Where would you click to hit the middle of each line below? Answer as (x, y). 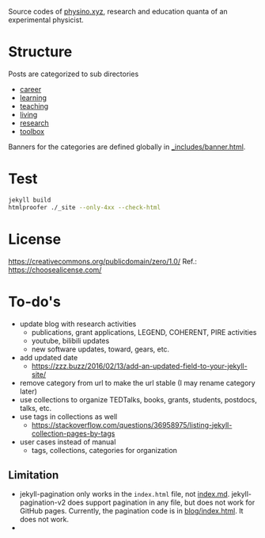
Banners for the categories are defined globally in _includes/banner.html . (127, 147)
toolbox (32, 131)
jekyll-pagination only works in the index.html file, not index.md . (125, 494)
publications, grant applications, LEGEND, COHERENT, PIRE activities (144, 332)
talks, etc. (36, 408)
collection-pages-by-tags (73, 433)
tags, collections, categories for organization (104, 450)
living (28, 114)
